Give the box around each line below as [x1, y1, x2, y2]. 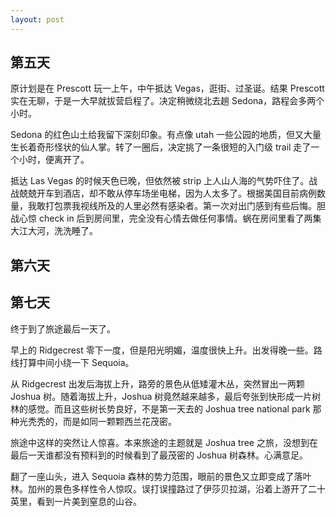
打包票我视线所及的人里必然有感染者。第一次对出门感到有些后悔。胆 [44, 200, 326, 212]
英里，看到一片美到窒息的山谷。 [10, 495, 142, 507]
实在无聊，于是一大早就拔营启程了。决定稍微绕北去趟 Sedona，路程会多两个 [10, 95, 325, 107]
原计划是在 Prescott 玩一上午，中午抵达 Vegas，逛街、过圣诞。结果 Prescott [10, 82, 325, 95]
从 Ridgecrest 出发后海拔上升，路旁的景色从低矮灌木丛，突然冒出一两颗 [10, 377, 305, 390]
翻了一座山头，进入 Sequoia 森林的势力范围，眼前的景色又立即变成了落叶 [10, 470, 312, 482]
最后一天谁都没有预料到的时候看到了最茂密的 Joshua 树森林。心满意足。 [10, 449, 309, 461]
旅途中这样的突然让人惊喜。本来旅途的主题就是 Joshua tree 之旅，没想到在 [10, 436, 318, 448]
